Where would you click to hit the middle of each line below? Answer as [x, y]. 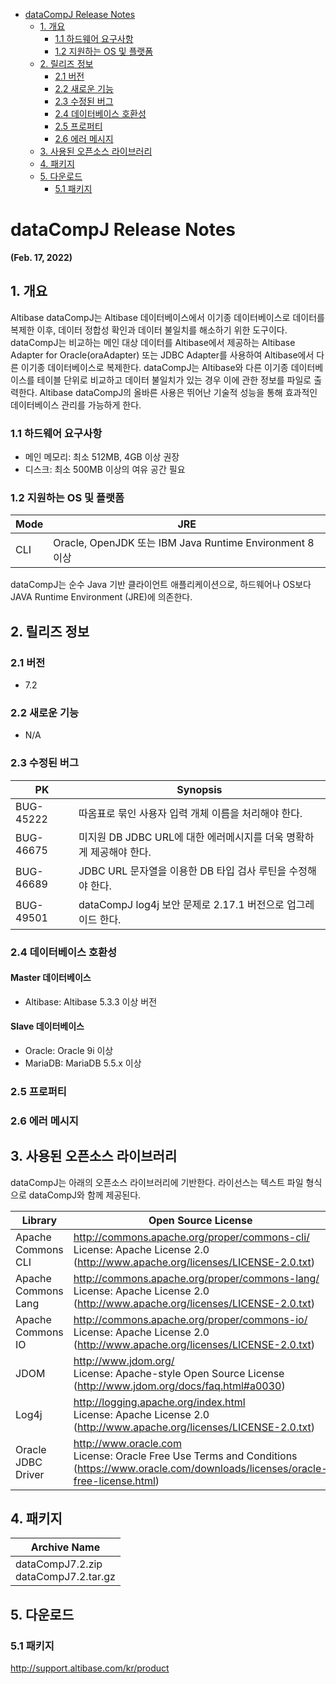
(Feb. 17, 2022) [41, 257]
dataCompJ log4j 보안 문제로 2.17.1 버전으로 [181, 904]
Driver [30, 1474]
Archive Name [65, 1547]
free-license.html [114, 1481]
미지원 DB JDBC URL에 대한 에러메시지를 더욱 [181, 837]
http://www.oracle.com [127, 1443]
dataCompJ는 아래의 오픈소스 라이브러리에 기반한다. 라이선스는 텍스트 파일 [157, 1182]
